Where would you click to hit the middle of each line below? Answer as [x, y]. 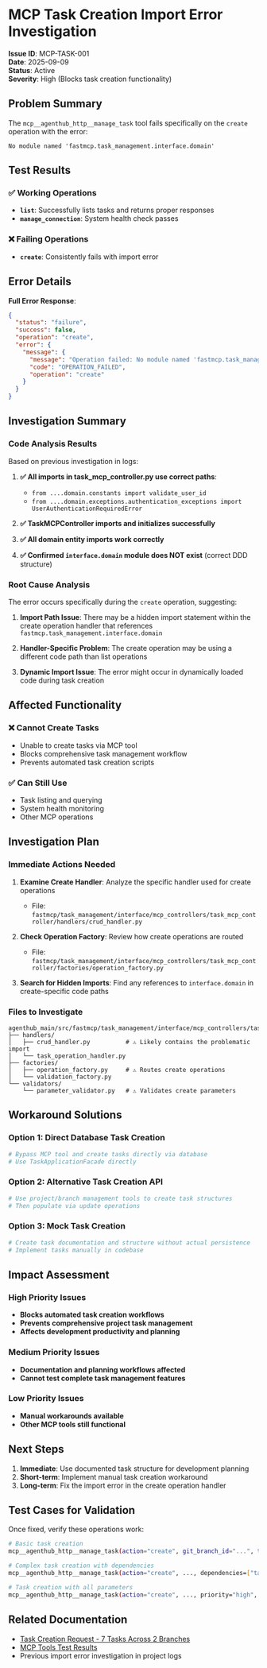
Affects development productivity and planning [100, 1332]
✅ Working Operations [52, 193]
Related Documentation [68, 1620]
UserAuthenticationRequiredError [87, 509]
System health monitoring [62, 809]
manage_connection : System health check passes [99, 219]
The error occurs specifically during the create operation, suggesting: [123, 602]
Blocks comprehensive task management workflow [104, 753]
